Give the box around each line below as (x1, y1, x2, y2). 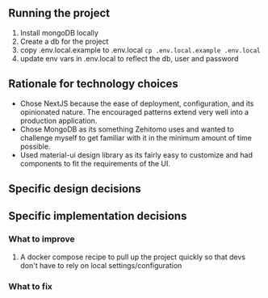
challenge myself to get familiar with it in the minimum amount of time (19, 132, 252, 142)
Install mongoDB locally (19, 27, 99, 37)
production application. (19, 115, 98, 125)
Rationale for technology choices (8, 77, 179, 91)
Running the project (8, 6, 111, 20)
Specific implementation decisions (8, 209, 187, 223)
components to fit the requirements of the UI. (19, 158, 171, 168)
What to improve (8, 233, 75, 245)
